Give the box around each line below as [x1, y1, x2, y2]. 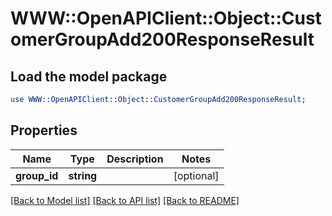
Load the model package [10, 68, 168, 85]
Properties [10, 122, 78, 139]
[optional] [173, 168, 220, 182]
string [68, 168, 98, 182]
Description [106, 152, 164, 166]
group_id [15, 168, 59, 182]
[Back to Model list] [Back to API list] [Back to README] [10, 194, 240, 206]
